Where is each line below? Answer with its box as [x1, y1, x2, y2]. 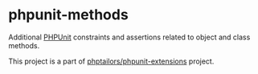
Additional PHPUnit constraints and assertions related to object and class [8, 32, 251, 42]
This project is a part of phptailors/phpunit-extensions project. [8, 56, 215, 66]
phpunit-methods [8, 6, 129, 24]
